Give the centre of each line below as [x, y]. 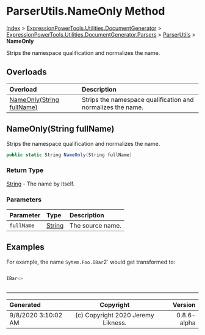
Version [184, 304]
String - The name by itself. [41, 184]
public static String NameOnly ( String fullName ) [69, 155]
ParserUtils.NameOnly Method [86, 11]
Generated [25, 304]
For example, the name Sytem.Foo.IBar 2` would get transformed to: [91, 262]
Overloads [27, 72]
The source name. [95, 226]
